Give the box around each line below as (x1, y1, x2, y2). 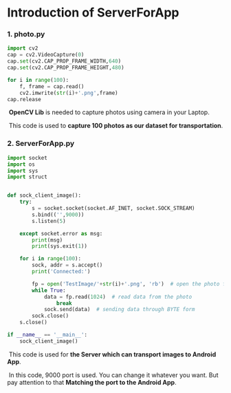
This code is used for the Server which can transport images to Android (8, 350, 217, 359)
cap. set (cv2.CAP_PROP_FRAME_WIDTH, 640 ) (7, 58, 122, 65)
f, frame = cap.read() (19, 83, 85, 90)
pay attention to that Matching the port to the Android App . (7, 378, 177, 386)
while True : (32, 287, 67, 294)
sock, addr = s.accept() (32, 262, 103, 269)
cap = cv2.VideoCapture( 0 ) (7, 52, 85, 59)
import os (7, 160, 36, 168)
